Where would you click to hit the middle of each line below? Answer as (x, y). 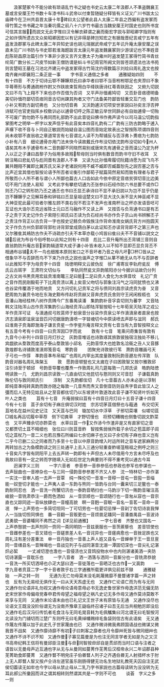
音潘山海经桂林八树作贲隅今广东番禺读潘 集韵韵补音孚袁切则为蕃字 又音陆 (82, 300)
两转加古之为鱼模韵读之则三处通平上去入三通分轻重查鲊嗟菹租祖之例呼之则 (80, 447)
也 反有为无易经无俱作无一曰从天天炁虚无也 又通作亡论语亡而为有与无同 (80, 582)
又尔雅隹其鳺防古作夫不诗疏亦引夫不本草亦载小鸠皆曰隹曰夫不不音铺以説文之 (82, 233)
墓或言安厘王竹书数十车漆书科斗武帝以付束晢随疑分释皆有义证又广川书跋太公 (82, 13)
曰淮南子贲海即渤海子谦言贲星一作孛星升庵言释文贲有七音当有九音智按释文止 (82, 325)
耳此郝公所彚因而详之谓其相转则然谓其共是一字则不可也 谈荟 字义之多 (81, 673)
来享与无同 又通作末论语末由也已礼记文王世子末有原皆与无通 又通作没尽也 (82, 600)
